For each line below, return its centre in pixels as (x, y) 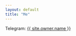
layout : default (22, 10)
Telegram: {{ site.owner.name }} (38, 28)
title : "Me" (17, 14)
